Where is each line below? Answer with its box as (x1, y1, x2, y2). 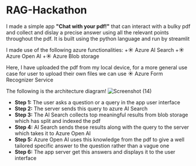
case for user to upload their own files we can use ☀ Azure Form (6, 70, 163, 77)
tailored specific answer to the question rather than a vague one (14, 142, 170, 149)
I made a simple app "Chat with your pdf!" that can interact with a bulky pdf (6, 23, 191, 30)
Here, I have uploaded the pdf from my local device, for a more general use (6, 63, 188, 70)
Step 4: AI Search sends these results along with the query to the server (14, 123, 189, 130)
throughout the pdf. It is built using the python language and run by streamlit (6, 35, 190, 42)
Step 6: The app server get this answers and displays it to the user (14, 148, 176, 155)
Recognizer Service (6, 76, 54, 83)
